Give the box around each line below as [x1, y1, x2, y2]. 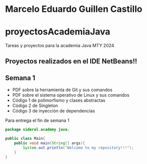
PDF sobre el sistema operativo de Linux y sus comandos [12, 92, 130, 98]
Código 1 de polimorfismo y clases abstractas [12, 98, 105, 104]
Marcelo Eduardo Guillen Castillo [5, 3, 143, 15]
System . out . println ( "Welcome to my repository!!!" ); [23, 145, 134, 150]
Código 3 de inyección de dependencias [12, 108, 95, 114]
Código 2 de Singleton [12, 103, 58, 109]
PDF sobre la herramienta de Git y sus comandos [12, 87, 113, 93]
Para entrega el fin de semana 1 [5, 117, 69, 123]
